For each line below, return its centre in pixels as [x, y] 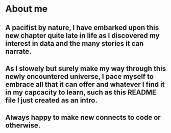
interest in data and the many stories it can [75, 43]
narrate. [18, 51]
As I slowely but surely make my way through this [86, 68]
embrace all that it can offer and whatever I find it [85, 84]
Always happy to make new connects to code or [83, 118]
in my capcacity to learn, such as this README [81, 92]
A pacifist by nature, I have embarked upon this [82, 28]
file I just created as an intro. [52, 100]
